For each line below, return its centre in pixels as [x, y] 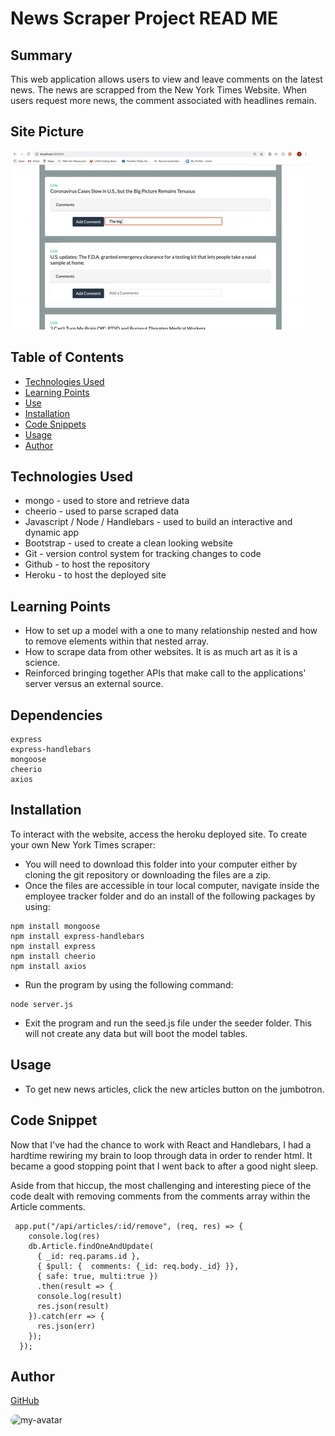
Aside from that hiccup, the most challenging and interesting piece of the [161, 1185]
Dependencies [56, 715]
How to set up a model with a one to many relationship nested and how [171, 631]
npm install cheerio [53, 956]
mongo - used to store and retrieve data [107, 501]
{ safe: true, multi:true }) [97, 1276]
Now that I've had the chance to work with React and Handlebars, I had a [161, 1144]
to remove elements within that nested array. [117, 641]
